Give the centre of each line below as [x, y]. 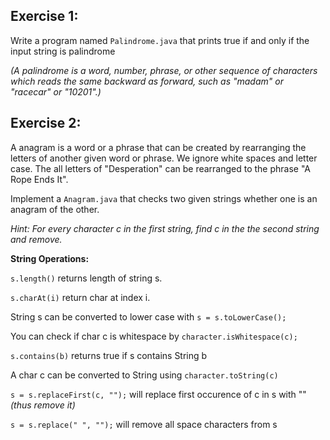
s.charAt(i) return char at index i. [80, 297]
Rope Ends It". [39, 179]
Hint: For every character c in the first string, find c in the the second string [165, 228]
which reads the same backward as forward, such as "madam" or [147, 81]
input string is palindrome [63, 51]
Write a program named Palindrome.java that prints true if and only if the [160, 40]
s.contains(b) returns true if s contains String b [109, 355]
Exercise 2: [46, 123]
